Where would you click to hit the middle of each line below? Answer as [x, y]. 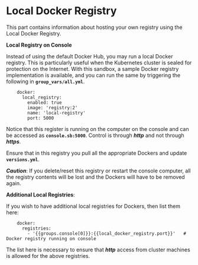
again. [14, 183]
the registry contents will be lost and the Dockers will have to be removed [95, 177]
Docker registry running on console [51, 238]
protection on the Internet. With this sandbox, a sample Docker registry [92, 68]
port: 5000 [41, 118]
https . [14, 141]
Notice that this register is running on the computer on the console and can [98, 129]
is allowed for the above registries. [48, 256]
